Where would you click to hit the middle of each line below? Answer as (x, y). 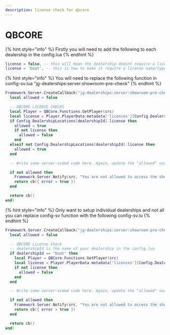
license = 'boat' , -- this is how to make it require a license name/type (86, 69)
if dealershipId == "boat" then (44, 254)
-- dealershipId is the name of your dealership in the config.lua (82, 249)
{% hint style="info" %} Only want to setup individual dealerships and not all (85, 210)
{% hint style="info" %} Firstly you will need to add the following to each (81, 49)
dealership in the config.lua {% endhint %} (50, 54)
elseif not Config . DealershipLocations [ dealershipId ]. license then (82, 145)
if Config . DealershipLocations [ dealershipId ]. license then (73, 121)
